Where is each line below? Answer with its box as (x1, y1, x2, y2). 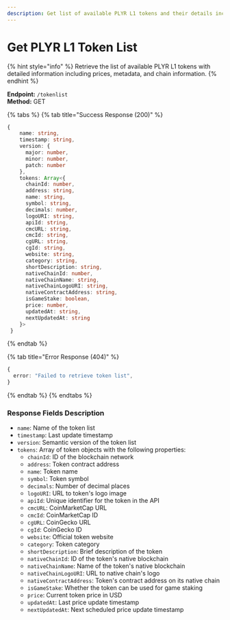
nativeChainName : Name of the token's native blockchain (27, 562, 186, 570)
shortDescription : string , (25, 263, 103, 270)
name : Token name (27, 467, 78, 476)
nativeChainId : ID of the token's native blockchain (27, 555, 169, 563)
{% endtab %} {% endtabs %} (7, 391, 92, 400)
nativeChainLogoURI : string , (25, 283, 109, 289)
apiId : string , (25, 219, 69, 226)
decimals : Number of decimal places (27, 482, 130, 490)
